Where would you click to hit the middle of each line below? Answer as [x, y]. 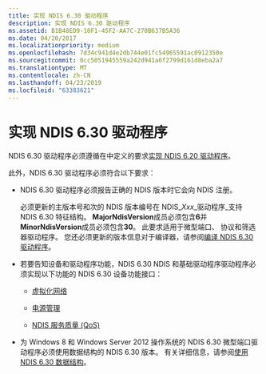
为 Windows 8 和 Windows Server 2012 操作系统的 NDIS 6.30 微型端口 [135, 342]
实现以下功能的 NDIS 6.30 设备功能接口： [95, 274]
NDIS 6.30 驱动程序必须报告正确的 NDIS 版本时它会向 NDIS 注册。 [128, 190]
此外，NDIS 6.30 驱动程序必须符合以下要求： [82, 173]
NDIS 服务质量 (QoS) [66, 325]
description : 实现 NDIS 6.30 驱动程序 [69, 23]
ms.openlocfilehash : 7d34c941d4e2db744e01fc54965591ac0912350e [116, 53]
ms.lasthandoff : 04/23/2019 [55, 82]
